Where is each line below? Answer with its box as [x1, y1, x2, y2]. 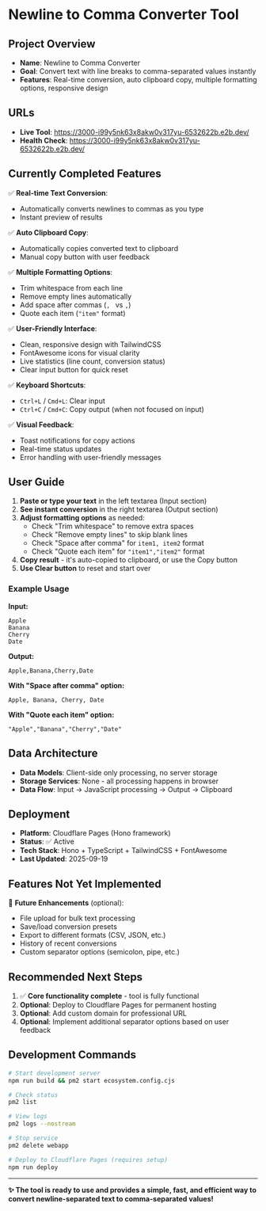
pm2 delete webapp [8, 1141, 69, 1149]
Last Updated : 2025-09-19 [19, 854, 108, 864]
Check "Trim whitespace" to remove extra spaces [31, 521, 194, 531]
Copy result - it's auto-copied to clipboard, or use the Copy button [19, 555, 237, 565]
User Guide [8, 475, 65, 489]
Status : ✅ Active [19, 837, 75, 847]
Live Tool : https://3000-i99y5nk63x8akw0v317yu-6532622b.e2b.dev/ [19, 127, 249, 136]
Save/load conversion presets [19, 922, 117, 931]
